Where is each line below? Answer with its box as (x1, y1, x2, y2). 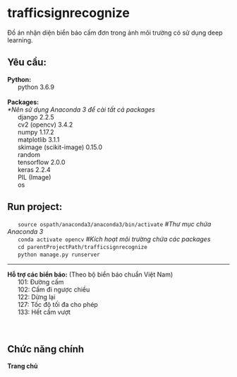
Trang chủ (7, 362, 38, 371)
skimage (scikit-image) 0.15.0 (17, 143, 103, 151)
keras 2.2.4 (17, 165, 51, 174)
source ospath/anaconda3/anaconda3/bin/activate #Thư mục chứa (17, 219, 212, 228)
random (17, 150, 41, 158)
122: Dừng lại (17, 292, 56, 301)
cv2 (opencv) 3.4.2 (17, 120, 73, 129)
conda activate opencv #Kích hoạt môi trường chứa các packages (17, 235, 211, 243)
